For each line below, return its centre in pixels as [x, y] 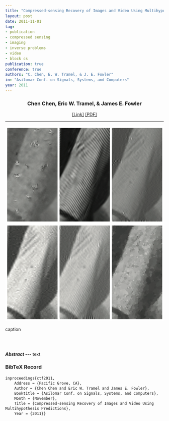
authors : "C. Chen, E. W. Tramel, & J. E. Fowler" [59, 75]
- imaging [16, 43]
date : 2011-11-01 [23, 21]
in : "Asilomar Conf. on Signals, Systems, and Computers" [67, 80]
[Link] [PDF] [84, 115]
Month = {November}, [36, 398]
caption [13, 329]
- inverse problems [26, 48]
